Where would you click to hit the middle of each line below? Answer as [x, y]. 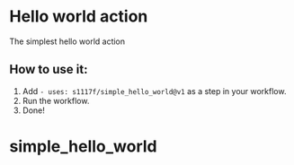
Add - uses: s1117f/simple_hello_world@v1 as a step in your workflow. [154, 91]
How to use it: [49, 69]
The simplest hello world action [67, 41]
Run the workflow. [56, 100]
